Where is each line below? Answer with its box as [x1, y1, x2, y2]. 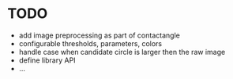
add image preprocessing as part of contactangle [18, 31, 181, 40]
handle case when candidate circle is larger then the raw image [18, 47, 226, 56]
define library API [18, 56, 76, 65]
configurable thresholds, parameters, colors [18, 38, 163, 48]
